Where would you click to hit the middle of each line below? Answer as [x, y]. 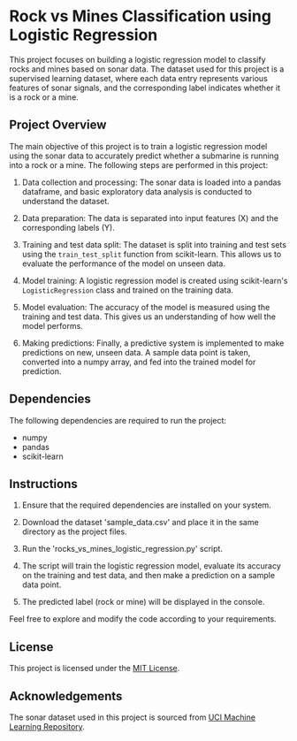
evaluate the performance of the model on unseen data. [123, 264]
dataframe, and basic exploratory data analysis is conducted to [137, 191]
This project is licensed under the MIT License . [95, 668]
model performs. [53, 325]
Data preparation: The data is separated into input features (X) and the [150, 218]
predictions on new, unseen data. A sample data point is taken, [136, 352]
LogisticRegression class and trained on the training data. [128, 290]
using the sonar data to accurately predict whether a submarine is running [144, 156]
